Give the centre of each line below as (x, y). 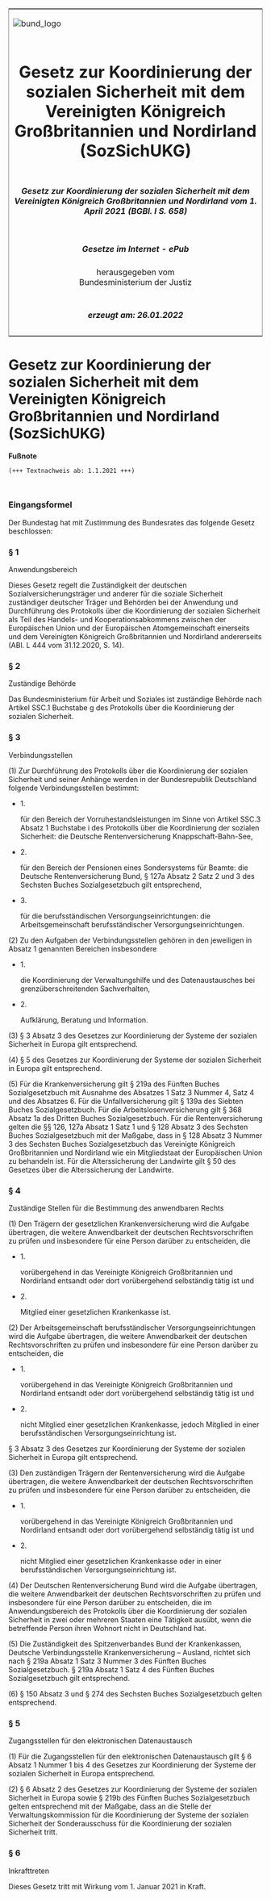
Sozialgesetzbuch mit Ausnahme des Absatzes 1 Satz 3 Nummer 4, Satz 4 (131, 1092)
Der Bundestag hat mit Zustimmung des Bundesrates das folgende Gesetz (132, 522)
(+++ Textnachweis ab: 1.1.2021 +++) (72, 471)
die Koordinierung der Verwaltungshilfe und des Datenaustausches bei (138, 980)
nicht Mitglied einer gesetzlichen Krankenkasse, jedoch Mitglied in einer (140, 1424)
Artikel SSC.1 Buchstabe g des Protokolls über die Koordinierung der (121, 708)
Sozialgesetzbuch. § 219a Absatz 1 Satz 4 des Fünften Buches (112, 1669)
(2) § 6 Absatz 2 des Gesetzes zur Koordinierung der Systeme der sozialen (133, 1789)
